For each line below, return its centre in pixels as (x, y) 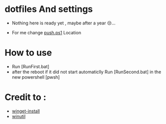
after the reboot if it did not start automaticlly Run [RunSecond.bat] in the (86, 72)
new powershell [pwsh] (36, 77)
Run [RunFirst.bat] (31, 66)
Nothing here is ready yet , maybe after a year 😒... (64, 23)
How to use (28, 53)
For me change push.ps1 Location (46, 32)
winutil (19, 116)
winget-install (26, 111)
